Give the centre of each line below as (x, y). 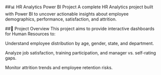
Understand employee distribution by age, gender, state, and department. (80, 43)
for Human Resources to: (30, 34)
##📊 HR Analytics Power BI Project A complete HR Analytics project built (79, 7)
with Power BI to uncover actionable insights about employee (67, 14)
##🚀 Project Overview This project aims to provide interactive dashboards (80, 29)
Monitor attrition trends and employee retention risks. (59, 67)
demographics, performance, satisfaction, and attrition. (61, 19)
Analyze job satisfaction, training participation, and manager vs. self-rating (80, 53)
